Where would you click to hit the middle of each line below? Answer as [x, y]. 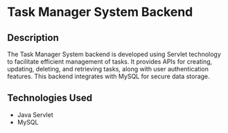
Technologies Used [50, 98]
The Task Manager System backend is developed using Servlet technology [114, 54]
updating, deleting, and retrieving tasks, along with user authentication [108, 69]
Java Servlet [35, 114]
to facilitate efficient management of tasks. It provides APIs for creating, [110, 62]
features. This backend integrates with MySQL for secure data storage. [108, 76]
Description [33, 38]
